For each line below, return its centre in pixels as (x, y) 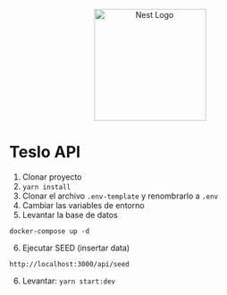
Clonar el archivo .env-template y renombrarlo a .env (120, 196)
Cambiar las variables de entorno (83, 205)
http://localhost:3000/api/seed (69, 264)
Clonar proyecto (52, 177)
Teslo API (45, 152)
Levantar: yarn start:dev (69, 281)
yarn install (46, 187)
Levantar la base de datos (70, 215)
